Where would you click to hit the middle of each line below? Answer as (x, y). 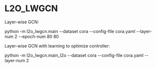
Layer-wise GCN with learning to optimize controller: (57, 46)
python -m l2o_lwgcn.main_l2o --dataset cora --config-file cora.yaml (74, 55)
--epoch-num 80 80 (39, 36)
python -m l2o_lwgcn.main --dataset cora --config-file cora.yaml (70, 31)
